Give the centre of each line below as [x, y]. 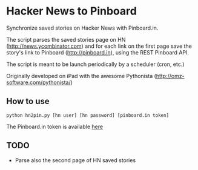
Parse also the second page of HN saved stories [75, 160]
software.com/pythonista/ [38, 82]
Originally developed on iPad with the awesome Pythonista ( [81, 76]
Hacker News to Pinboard [72, 11]
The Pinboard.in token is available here [55, 126]
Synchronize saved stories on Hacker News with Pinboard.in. [82, 28]
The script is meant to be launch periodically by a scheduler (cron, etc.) [95, 64]
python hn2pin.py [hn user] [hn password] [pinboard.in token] [88, 115]
